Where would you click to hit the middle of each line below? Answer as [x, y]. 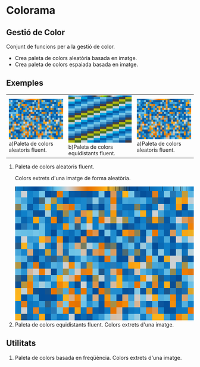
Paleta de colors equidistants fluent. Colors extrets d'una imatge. [94, 324]
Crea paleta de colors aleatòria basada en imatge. [76, 58]
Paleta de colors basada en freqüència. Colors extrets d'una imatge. [98, 357]
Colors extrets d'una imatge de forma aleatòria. [73, 178]
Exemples [25, 83]
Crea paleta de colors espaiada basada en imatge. [76, 64]
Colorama [31, 10]
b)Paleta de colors [90, 147]
